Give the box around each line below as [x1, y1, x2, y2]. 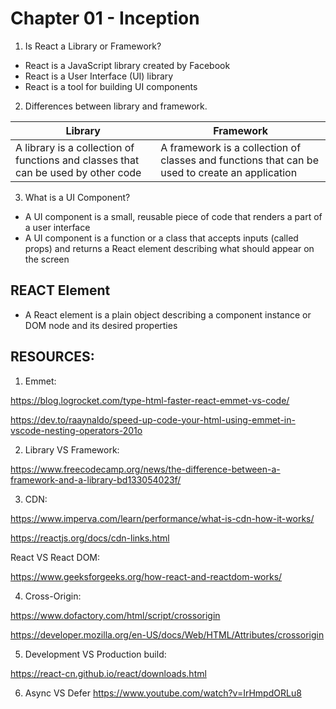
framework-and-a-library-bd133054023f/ [10, 473, 182, 486]
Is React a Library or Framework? [24, 40, 162, 52]
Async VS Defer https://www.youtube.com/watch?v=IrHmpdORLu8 [24, 687, 302, 699]
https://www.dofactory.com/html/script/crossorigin [10, 609, 221, 621]
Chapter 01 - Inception [10, 7, 200, 30]
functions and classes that [15, 153, 140, 167]
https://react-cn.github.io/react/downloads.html [10, 667, 207, 679]
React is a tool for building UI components [24, 80, 198, 92]
